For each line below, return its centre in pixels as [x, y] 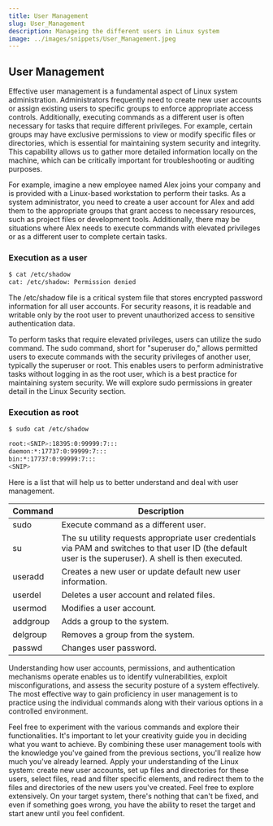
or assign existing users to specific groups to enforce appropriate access [131, 109]
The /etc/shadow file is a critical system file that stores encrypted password [135, 298]
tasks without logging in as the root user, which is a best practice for [123, 374]
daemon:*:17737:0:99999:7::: [58, 452]
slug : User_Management [47, 24]
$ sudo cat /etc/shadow [49, 429]
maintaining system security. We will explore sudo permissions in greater [130, 382]
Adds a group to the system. [115, 621]
